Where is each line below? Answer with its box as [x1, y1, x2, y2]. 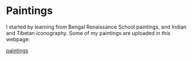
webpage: [6, 36, 30, 43]
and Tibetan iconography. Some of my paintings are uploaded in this [6, 29, 171, 36]
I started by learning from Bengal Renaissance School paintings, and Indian [6, 23, 187, 30]
